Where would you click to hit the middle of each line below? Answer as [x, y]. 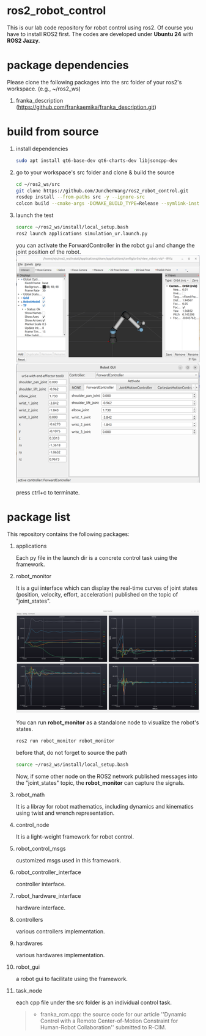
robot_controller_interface [48, 872]
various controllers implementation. [61, 931]
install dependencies [42, 149]
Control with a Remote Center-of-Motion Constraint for [109, 1021]
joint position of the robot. [48, 252]
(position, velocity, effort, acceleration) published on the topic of [97, 595]
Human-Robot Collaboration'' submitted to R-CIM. [103, 1027]
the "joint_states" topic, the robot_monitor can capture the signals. [100, 782]
